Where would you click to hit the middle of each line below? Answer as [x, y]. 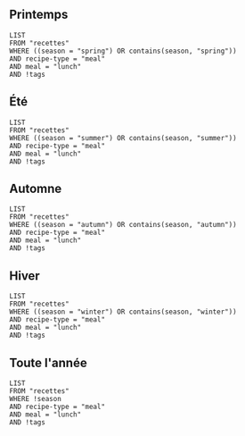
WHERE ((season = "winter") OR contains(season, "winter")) [123, 312]
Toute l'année [48, 362]
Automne [36, 189]
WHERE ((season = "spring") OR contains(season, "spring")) [123, 51]
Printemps [39, 15]
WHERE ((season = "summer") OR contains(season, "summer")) [123, 138]
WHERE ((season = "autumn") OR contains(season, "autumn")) [123, 225]
